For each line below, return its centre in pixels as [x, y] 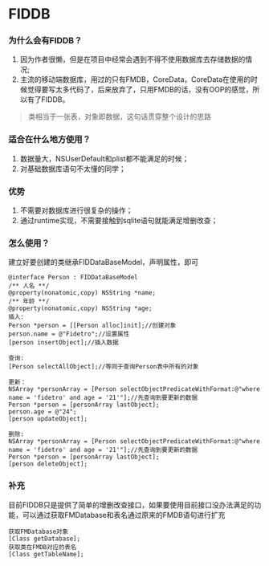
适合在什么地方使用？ [49, 140]
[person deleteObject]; [48, 464]
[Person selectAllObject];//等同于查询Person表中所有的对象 [104, 367]
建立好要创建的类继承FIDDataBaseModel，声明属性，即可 [104, 263]
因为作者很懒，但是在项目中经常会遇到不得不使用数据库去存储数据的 [132, 59]
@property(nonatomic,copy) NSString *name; [82, 293]
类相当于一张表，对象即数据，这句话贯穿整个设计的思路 [119, 116]
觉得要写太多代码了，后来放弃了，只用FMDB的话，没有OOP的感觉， [140, 90]
